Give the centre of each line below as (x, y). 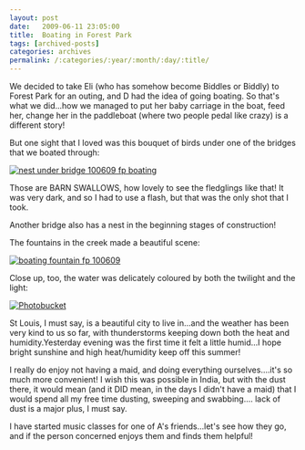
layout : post (34, 18)
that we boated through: (55, 152)
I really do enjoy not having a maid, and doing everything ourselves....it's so (151, 370)
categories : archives (51, 52)
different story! (37, 125)
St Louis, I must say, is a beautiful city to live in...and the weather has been (149, 323)
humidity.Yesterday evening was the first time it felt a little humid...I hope (146, 342)
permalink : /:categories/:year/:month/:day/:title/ (109, 60)
